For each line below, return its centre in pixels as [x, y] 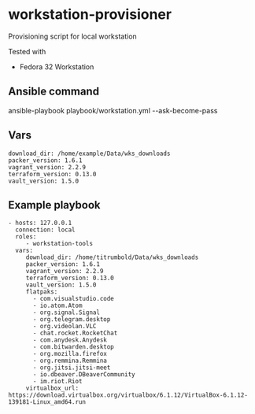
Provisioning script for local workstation [73, 36]
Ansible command [54, 92]
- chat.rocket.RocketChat [75, 333]
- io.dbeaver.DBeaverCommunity [84, 375]
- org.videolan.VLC [65, 327]
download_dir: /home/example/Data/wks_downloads [89, 153]
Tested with [27, 51]
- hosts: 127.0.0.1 [40, 223]
